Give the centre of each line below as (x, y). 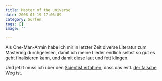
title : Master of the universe (38, 10)
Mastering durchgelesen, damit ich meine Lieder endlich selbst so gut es (80, 53)
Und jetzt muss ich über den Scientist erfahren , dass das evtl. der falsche (81, 68)
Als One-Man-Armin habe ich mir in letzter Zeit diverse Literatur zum (76, 47)
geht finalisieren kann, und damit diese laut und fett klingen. (67, 58)
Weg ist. (14, 73)
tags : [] (14, 24)
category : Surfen (23, 19)
